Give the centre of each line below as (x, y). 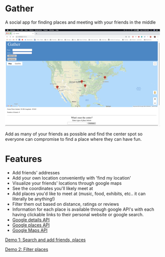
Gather (20, 9)
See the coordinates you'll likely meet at (53, 188)
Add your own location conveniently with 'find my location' (72, 178)
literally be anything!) (33, 199)
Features (24, 159)
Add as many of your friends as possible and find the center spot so (74, 134)
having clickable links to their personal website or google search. (78, 214)
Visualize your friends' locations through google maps (67, 183)
